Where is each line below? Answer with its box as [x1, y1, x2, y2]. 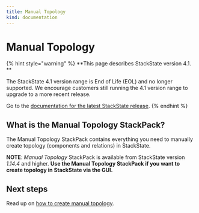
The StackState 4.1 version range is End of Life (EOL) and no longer [6, 78, 173, 85]
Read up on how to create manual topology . [6, 200, 114, 207]
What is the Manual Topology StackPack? [6, 119, 165, 130]
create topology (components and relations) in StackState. [6, 142, 151, 149]
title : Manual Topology [6, 8, 66, 15]
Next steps [6, 184, 48, 194]
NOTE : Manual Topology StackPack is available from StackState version [6, 154, 185, 161]
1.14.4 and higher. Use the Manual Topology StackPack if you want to [6, 160, 180, 167]
